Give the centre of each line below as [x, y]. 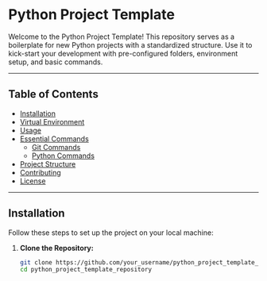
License [33, 181]
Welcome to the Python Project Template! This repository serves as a [122, 37]
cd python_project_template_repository [86, 270]
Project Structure [48, 164]
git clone [36, 262]
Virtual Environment [52, 121]
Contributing [40, 172]
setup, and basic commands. [56, 62]
